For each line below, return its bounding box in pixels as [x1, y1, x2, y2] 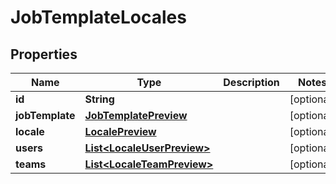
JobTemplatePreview [84, 109, 188, 122]
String [84, 92, 115, 106]
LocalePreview [84, 125, 157, 138]
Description [223, 76, 280, 89]
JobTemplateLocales [10, 6, 187, 29]
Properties [10, 46, 78, 63]
